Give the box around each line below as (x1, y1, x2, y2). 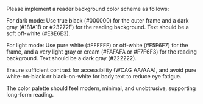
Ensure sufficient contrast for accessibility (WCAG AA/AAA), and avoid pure (6, 66, 197, 74)
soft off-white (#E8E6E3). (6, 30, 71, 37)
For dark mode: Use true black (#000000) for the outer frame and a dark (6, 17, 189, 24)
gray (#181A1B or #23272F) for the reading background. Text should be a (6, 24, 189, 30)
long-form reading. (6, 91, 54, 98)
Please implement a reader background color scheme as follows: (6, 5, 169, 12)
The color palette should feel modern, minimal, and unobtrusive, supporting (6, 85, 196, 92)
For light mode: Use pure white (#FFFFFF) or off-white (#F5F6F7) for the (6, 42, 188, 49)
